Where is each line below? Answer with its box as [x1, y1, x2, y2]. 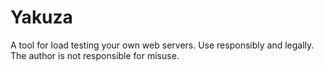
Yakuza [10, 6, 73, 29]
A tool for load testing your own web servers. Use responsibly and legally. [10, 39, 315, 51]
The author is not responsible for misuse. [10, 49, 180, 61]
